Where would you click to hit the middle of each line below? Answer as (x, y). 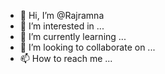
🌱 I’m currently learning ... (73, 36)
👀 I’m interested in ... (62, 26)
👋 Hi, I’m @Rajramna (62, 15)
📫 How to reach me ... (66, 58)
